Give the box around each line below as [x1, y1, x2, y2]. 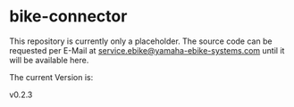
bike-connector [9, 6, 128, 27]
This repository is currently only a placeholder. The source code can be [9, 36, 273, 46]
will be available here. [9, 54, 89, 65]
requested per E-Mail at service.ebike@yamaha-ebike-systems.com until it [9, 45, 285, 55]
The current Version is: [9, 71, 94, 82]
